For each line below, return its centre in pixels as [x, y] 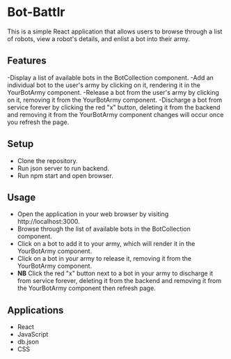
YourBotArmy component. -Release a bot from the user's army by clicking [113, 92]
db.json [28, 342]
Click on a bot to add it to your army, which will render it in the [106, 244]
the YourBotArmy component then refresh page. [87, 288]
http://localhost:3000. [48, 222]
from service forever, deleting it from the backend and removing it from [119, 281]
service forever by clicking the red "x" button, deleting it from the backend [114, 107]
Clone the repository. [47, 160]
